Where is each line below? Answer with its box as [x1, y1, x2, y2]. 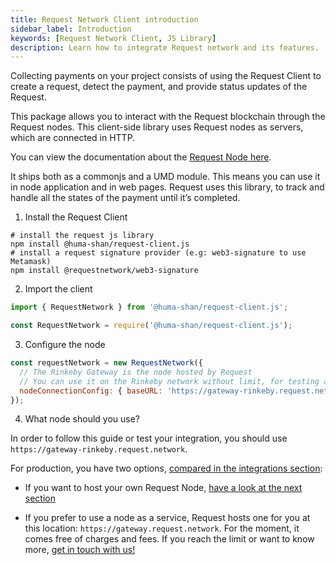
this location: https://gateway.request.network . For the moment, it [24, 522, 300, 535]
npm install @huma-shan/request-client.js [10, 239, 190, 250]
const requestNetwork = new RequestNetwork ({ [10, 358, 203, 368]
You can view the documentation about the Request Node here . [10, 151, 272, 163]
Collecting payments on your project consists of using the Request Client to [10, 70, 322, 82]
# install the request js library [10, 231, 155, 241]
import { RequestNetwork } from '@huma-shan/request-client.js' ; [10, 302, 288, 313]
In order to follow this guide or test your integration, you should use [10, 432, 288, 445]
